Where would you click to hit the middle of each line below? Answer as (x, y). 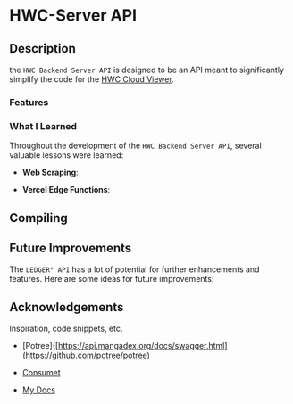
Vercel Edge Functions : (66, 190)
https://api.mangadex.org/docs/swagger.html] (142, 346)
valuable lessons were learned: (67, 155)
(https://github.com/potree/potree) (86, 355)
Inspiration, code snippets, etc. (66, 329)
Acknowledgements (67, 307)
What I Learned (43, 126)
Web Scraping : (50, 173)
